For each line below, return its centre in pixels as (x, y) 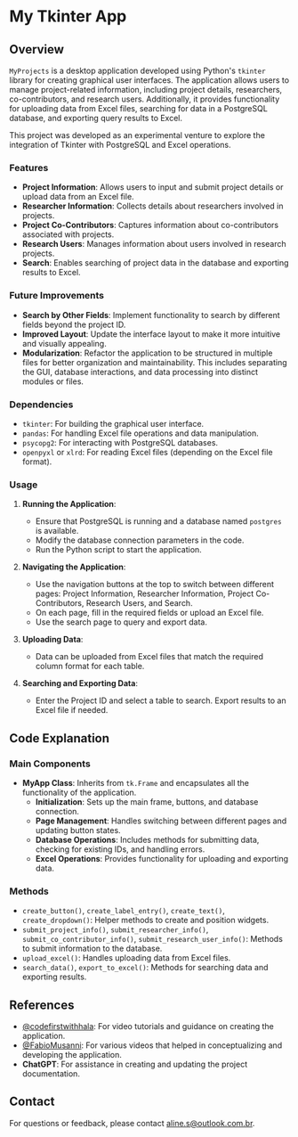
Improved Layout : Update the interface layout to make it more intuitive (151, 334)
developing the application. (72, 1054)
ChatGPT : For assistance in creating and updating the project (134, 1064)
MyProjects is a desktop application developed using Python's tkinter (137, 70)
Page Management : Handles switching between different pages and (161, 821)
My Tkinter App (68, 16)
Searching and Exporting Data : (80, 683)
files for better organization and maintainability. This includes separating (154, 362)
